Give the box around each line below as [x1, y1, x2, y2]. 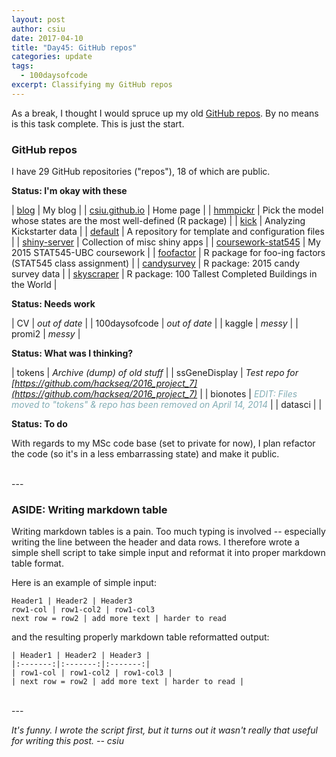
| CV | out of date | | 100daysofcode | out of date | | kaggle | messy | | [11, 317, 299, 330]
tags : [11, 61, 34, 71]
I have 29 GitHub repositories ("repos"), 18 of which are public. [11, 166, 271, 178]
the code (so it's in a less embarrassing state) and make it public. [11, 448, 280, 460]
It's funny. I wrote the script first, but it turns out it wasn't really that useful [11, 724, 318, 736]
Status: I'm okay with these [11, 185, 128, 197]
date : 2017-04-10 [11, 33, 84, 43]
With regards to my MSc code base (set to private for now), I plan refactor [11, 437, 316, 450]
